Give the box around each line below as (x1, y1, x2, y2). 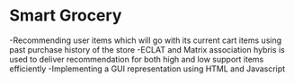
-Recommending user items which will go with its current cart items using (9, 35, 282, 46)
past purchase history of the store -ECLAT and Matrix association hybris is (9, 44, 285, 54)
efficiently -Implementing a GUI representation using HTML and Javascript (9, 63, 286, 74)
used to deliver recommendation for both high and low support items (9, 54, 264, 64)
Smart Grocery (9, 5, 122, 26)
